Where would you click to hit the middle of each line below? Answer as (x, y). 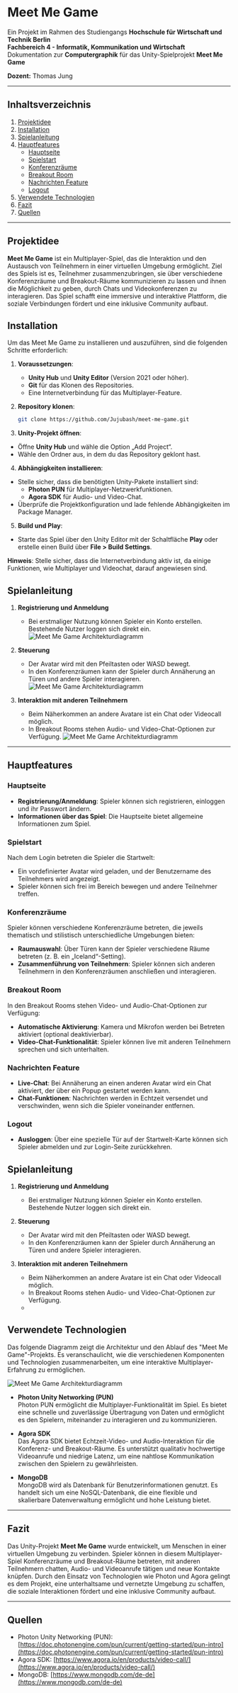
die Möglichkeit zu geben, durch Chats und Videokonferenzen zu (102, 289)
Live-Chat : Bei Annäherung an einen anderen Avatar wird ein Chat (114, 1083)
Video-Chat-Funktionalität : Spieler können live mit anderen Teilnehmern (124, 1041)
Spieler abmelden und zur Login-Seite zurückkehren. (95, 1147)
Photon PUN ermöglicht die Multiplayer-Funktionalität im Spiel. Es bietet (122, 1404)
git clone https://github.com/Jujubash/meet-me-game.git (103, 420)
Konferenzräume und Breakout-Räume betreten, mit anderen (112, 1561)
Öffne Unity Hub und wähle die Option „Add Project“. (95, 447)
